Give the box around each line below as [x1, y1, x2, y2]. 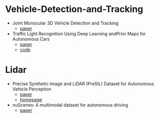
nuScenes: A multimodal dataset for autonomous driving [12, 101, 129, 108]
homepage [19, 96, 42, 102]
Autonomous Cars [12, 36, 50, 42]
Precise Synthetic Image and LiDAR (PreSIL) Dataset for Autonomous [12, 80, 155, 86]
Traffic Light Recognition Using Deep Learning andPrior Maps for [12, 30, 146, 36]
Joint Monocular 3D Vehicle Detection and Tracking [12, 20, 119, 26]
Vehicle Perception [12, 86, 51, 92]
